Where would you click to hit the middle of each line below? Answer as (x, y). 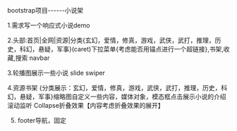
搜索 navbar (32, 58)
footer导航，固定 (42, 120)
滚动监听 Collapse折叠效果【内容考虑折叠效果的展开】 (86, 105)
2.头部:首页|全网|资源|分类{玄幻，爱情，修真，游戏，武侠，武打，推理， (111, 40)
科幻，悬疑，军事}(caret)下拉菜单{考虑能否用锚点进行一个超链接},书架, (121, 49)
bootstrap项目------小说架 (45, 10)
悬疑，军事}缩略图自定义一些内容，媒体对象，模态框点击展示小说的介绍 (123, 96)
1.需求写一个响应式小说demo (49, 25)
